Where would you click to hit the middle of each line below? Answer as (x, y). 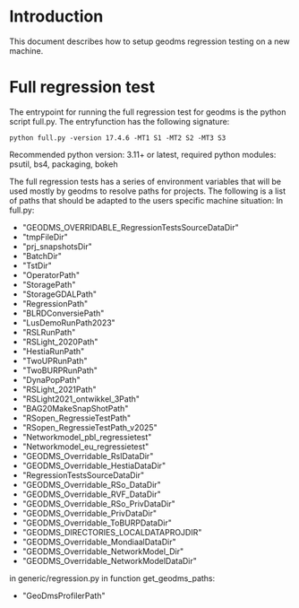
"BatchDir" (42, 256)
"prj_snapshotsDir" (57, 246)
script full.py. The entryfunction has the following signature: (120, 121)
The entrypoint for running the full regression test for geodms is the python (148, 112)
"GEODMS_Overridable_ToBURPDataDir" (97, 523)
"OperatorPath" (51, 274)
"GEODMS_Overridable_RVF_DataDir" (91, 494)
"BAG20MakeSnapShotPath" (75, 408)
